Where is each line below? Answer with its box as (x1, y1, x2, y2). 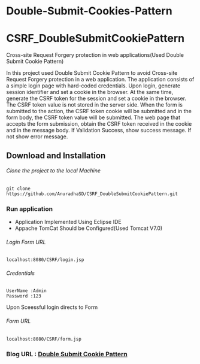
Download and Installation (6, 150, 106, 160)
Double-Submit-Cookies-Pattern (6, 4, 172, 18)
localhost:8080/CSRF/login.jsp (6, 257, 84, 263)
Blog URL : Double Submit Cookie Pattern (6, 350, 128, 358)
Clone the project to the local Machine (6, 167, 101, 174)
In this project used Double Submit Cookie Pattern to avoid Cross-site (6, 69, 178, 77)
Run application (6, 205, 53, 213)
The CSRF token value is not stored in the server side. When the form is (6, 101, 183, 108)
